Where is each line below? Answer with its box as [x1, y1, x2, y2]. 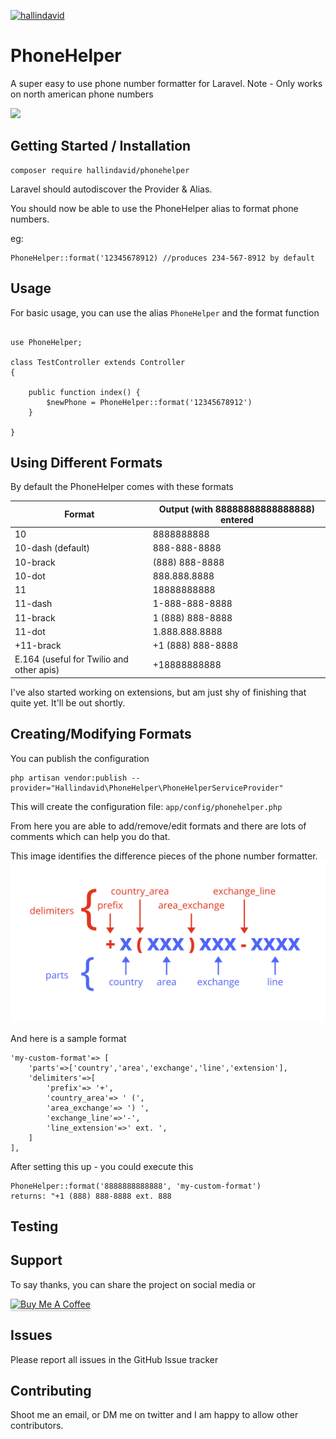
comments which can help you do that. [10, 830, 171, 842]
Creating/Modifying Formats [10, 726, 192, 743]
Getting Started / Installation [10, 138, 192, 155]
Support [10, 1252, 63, 1269]
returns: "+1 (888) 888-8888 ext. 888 [10, 1191, 172, 1201]
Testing [10, 1218, 59, 1235]
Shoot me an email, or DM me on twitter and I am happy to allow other [10, 1409, 299, 1421]
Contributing [10, 1383, 92, 1399]
